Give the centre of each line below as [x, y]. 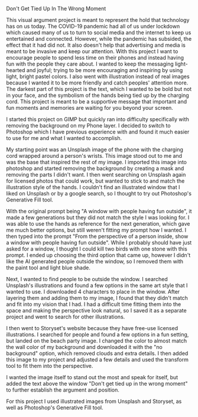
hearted [16, 70]
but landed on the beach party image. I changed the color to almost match [97, 341]
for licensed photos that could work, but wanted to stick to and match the [95, 181]
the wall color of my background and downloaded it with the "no [84, 347]
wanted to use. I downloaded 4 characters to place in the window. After [93, 291]
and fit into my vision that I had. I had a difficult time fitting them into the [94, 304]
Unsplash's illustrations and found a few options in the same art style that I [97, 285]
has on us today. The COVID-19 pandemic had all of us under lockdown [93, 26]
